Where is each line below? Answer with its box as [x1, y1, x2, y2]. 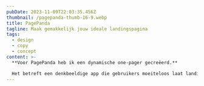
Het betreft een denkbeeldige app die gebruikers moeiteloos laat [12, 70, 183, 76]
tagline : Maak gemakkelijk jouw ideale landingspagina [6, 25, 148, 32]
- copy [12, 43, 29, 49]
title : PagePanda [6, 20, 50, 26]
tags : [6, 31, 20, 38]
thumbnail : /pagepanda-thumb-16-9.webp [6, 15, 107, 21]
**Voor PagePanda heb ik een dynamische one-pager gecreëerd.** [12, 59, 178, 65]
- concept [12, 48, 36, 55]
